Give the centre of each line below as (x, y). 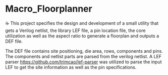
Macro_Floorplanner (49, 9)
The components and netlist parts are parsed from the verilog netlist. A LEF (83, 56)
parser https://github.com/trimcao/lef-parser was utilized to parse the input (84, 62)
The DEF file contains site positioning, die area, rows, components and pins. (84, 51)
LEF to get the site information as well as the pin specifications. (71, 67)
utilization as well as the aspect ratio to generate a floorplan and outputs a (82, 35)
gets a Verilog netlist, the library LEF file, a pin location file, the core (75, 30)
